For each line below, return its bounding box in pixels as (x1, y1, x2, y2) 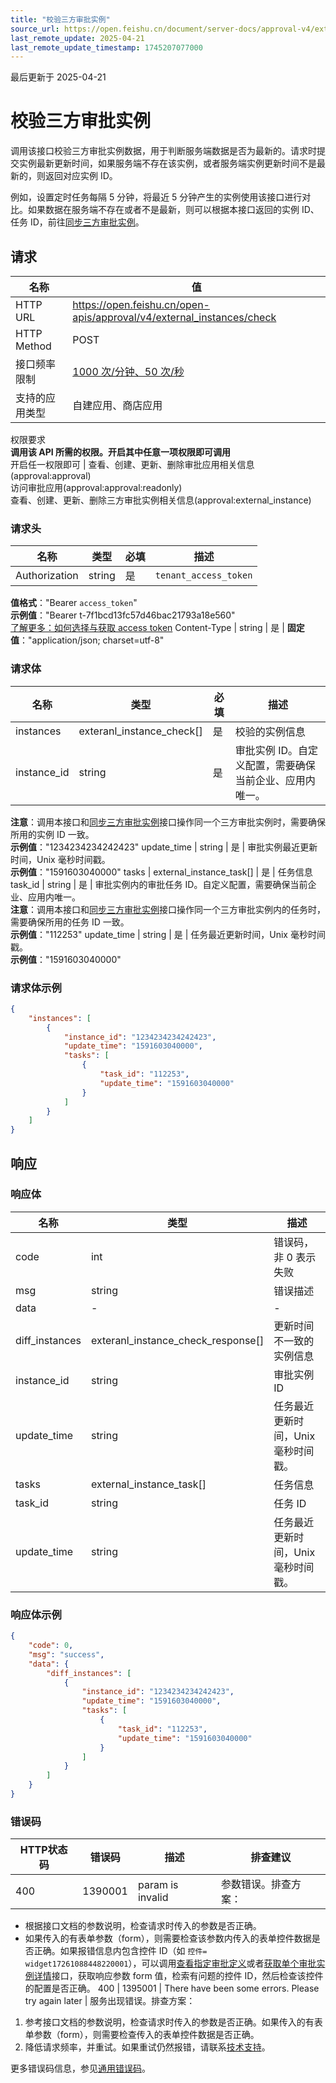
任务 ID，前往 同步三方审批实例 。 (10, 216, 145, 228)
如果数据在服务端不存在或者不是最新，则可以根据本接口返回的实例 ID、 (27, 204, 320, 216)
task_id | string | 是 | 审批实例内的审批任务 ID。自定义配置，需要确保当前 (10, 878, 308, 890)
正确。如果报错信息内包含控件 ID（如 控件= (33, 1945, 208, 1957)
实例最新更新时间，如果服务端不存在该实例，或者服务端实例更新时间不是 (18, 157, 317, 170)
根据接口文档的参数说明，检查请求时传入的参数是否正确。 (24, 1920, 262, 1932)
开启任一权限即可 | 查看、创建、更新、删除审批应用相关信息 (10, 459, 255, 470)
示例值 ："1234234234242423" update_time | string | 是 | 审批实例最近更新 (10, 841, 318, 853)
